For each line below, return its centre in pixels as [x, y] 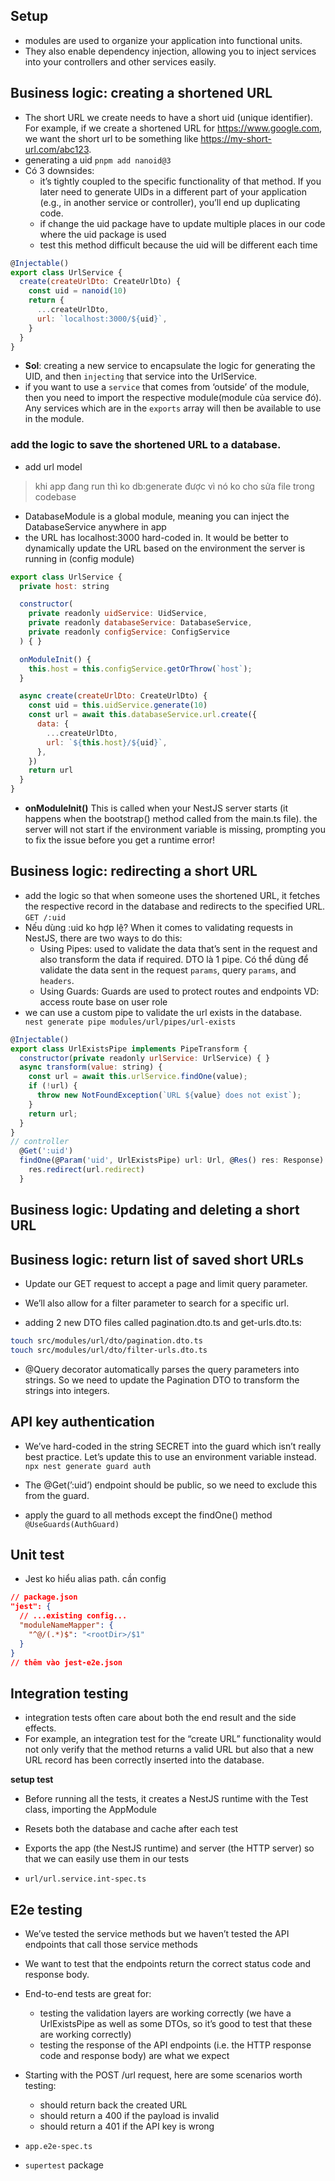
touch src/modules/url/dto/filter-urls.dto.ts [109, 1350]
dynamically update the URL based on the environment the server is [165, 548]
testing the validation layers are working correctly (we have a [165, 2013]
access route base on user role [103, 1001]
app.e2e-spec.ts [58, 2147]
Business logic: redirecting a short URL [134, 871]
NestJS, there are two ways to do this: [103, 938]
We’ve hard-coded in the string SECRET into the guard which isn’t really [173, 1446]
